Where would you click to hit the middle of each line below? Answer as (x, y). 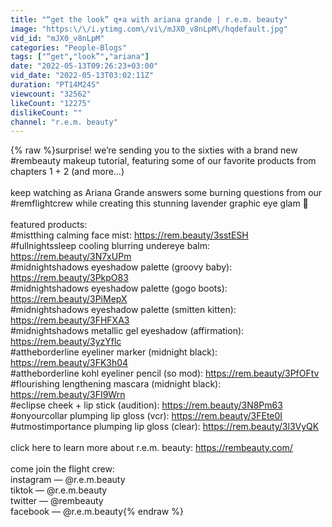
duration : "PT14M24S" (55, 85)
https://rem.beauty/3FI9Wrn (68, 395)
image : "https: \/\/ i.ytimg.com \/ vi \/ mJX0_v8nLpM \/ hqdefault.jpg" (149, 29)
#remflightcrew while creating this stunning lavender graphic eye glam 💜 (159, 203)
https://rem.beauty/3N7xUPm (71, 257)
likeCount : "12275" (51, 103)
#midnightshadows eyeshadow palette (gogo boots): (119, 288)
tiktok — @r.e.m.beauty (59, 490)
